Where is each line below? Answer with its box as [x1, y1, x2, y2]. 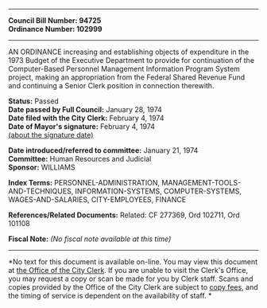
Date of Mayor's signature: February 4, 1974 [8, 122, 155, 131]
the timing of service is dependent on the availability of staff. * [8, 291, 212, 300]
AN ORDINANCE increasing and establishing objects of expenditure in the [8, 47, 250, 57]
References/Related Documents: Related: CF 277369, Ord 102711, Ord [8, 210, 240, 220]
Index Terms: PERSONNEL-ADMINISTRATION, [8, 178, 161, 187]
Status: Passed [8, 96, 60, 106]
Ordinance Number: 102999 [8, 25, 103, 33]
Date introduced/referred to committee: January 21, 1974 [8, 146, 199, 155]
